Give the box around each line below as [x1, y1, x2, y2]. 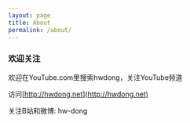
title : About [8, 19, 51, 27]
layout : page [8, 11, 51, 20]
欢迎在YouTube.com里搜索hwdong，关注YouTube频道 [8, 72, 183, 82]
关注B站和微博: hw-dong [8, 106, 88, 115]
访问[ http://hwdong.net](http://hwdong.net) [8, 89, 149, 99]
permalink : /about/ [8, 26, 72, 34]
